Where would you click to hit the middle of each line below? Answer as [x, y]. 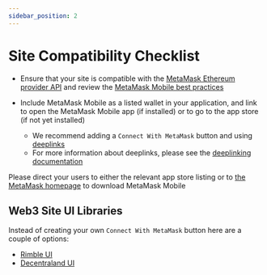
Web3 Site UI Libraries [66, 211]
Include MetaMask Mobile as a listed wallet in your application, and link [138, 103]
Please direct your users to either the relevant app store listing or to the [127, 177]
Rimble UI [36, 255]
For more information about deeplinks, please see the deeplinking [142, 152]
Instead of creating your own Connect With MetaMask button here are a [125, 231]
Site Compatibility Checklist [104, 55]
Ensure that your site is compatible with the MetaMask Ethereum [127, 78]
